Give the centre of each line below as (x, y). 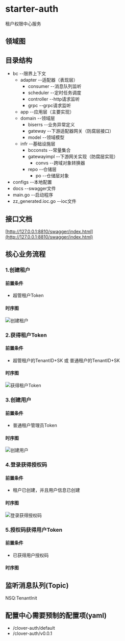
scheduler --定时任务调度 (55, 93)
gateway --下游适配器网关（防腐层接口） (71, 131)
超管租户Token (28, 295)
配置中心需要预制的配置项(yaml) (56, 615)
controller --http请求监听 (54, 99)
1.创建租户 (18, 270)
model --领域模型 (46, 137)
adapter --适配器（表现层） (49, 80)
